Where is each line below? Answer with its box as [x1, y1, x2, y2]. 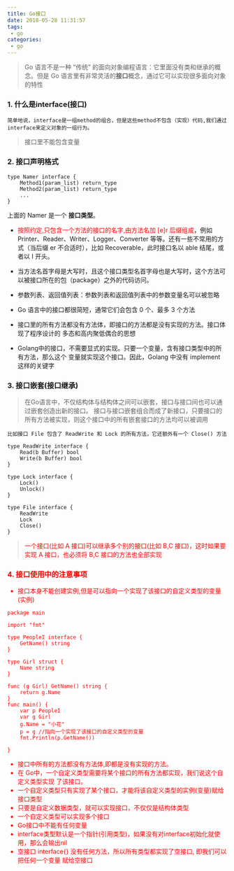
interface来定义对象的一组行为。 [7, 125, 93, 132]
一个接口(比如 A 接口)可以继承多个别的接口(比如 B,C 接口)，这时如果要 [24, 541, 226, 550]
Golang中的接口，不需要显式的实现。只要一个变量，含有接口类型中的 [17, 344, 216, 352]
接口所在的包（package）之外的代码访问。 [29, 276, 153, 284]
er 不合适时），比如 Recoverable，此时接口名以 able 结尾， [50, 243, 219, 252]
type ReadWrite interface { [7, 442, 89, 450]
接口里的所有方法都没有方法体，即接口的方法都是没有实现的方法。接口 [17, 320, 220, 329]
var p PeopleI [20, 707, 61, 714]
